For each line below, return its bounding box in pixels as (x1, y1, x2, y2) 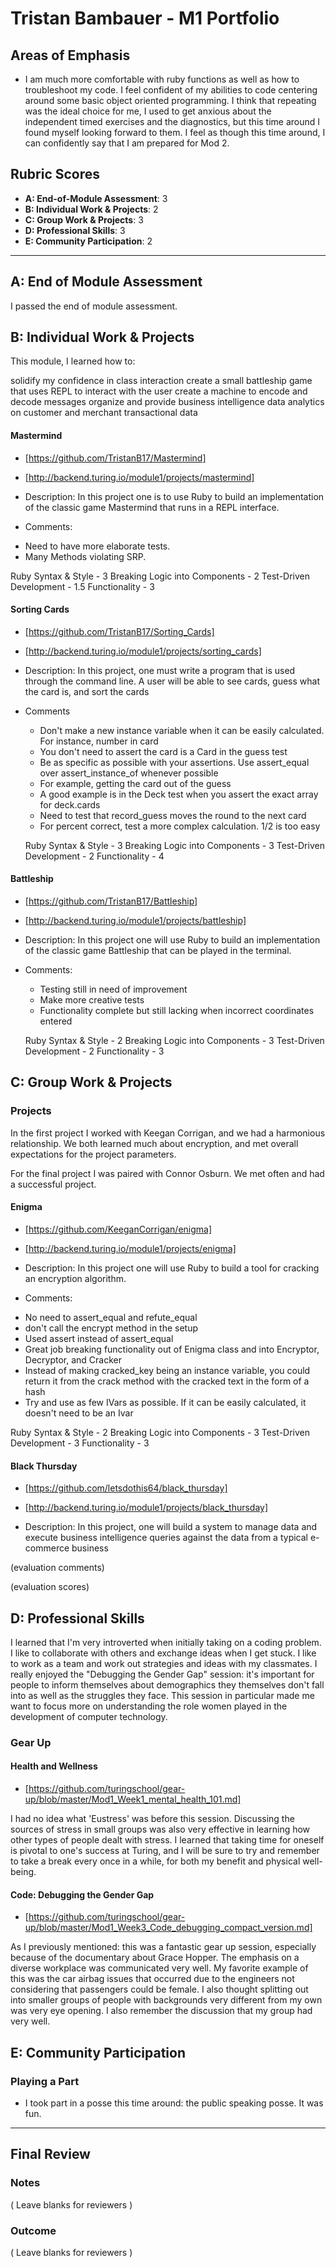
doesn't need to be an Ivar (24, 1407, 134, 1419)
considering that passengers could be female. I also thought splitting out (10, 1983, 309, 1996)
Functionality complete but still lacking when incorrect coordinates (39, 1005, 315, 1017)
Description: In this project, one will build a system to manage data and (24, 1521, 318, 1533)
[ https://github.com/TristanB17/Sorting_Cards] (24, 625, 215, 637)
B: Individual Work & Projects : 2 (24, 203, 159, 215)
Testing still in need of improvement (39, 983, 188, 996)
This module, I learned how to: (10, 355, 136, 367)
